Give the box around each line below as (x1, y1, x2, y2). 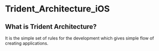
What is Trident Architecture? (5, 23, 97, 31)
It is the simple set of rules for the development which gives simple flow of (5, 35, 154, 41)
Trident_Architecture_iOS (5, 3, 110, 14)
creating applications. (5, 40, 49, 46)
